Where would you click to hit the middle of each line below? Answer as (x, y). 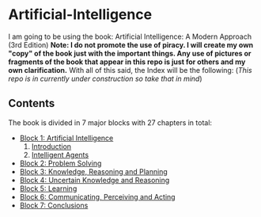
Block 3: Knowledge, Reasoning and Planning (93, 171)
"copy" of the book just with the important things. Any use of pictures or (130, 53)
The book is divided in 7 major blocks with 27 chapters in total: (110, 122)
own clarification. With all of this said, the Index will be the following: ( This (130, 70)
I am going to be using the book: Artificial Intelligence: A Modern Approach (130, 36)
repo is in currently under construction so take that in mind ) (106, 78)
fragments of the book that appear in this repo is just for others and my (127, 62)
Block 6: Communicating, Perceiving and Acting (97, 196)
